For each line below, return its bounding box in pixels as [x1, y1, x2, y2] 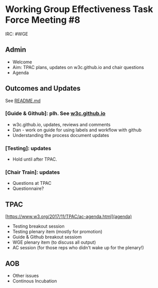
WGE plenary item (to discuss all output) [12, 239, 96, 245]
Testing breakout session [12, 223, 65, 230]
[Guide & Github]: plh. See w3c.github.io [5, 110, 106, 117]
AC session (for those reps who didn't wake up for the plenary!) [12, 245, 144, 251]
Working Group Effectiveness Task [5, 4, 153, 15]
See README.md [5, 97, 41, 104]
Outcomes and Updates [5, 84, 81, 93]
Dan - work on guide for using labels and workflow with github [12, 127, 142, 133]
